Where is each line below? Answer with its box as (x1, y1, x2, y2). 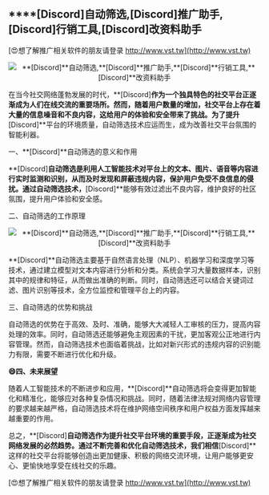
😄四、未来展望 (8, 366, 58, 375)
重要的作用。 (14, 413, 58, 423)
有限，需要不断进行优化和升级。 (14, 349, 121, 359)
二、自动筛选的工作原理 (8, 211, 86, 221)
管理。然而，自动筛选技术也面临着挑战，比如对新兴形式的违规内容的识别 (14, 339, 254, 349)
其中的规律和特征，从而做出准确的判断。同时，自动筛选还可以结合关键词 (8, 275, 247, 285)
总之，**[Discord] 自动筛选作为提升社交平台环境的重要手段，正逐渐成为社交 (8, 430, 257, 440)
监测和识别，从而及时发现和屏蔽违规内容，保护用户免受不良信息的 (29, 173, 247, 183)
